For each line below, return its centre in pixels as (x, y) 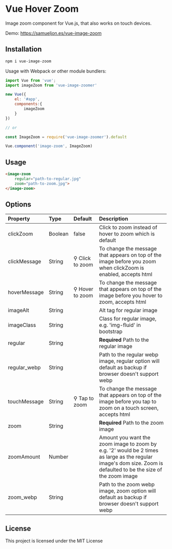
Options (18, 204)
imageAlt (18, 310)
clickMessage (25, 262)
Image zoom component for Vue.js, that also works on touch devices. (79, 23)
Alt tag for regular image (128, 310)
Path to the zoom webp (127, 485)
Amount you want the (125, 437)
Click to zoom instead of (128, 228)
